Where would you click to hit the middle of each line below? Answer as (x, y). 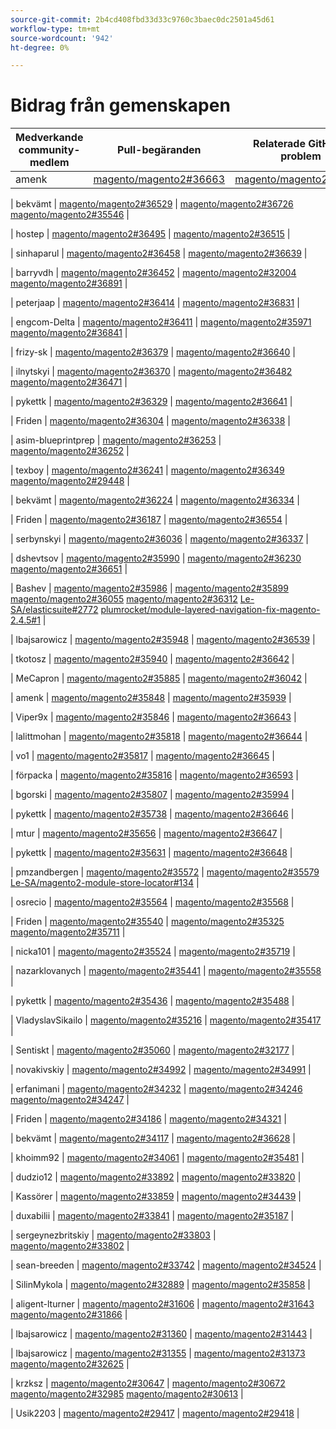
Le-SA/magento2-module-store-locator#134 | (105, 883)
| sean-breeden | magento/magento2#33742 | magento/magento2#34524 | (166, 1265)
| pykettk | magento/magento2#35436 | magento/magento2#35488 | (152, 1001)
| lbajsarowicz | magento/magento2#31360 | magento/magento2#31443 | (161, 1334)
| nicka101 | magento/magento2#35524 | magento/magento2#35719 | (153, 952)
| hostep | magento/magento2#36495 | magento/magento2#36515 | (150, 234)
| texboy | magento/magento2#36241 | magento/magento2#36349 (147, 470)
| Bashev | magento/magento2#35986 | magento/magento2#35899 (149, 588)
